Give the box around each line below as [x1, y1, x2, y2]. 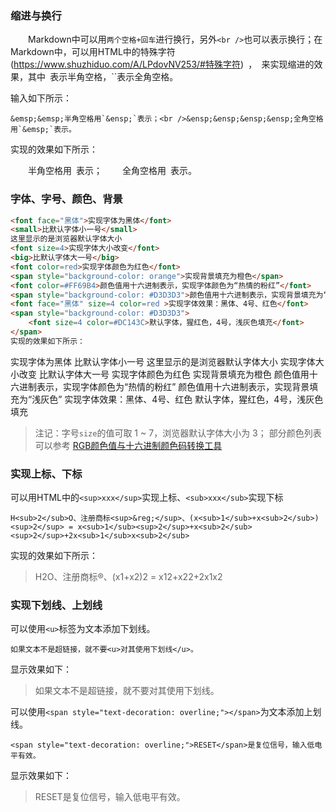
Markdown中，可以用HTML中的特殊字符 [10, 46, 176, 58]
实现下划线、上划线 [10, 598, 103, 612]
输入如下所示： [10, 92, 72, 104]
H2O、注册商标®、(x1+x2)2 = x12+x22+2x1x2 [34, 571, 223, 583]
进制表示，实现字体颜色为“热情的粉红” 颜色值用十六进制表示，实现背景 [18, 380, 310, 392]
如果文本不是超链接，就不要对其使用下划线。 [34, 685, 220, 697]
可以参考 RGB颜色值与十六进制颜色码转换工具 [34, 439, 223, 451]
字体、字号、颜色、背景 [10, 192, 123, 206]
